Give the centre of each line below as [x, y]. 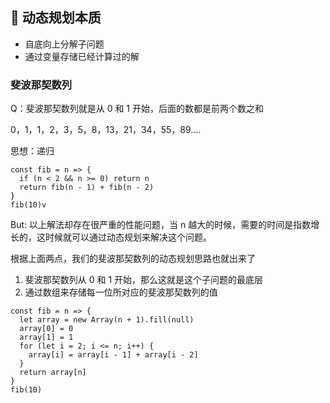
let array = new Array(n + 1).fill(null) [107, 320]
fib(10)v [28, 205]
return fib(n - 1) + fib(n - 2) [87, 188]
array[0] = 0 [46, 329]
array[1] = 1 [46, 338]
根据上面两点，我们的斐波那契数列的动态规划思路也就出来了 [133, 259]
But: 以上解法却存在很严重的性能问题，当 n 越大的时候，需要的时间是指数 [161, 225]
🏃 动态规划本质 [56, 18]
